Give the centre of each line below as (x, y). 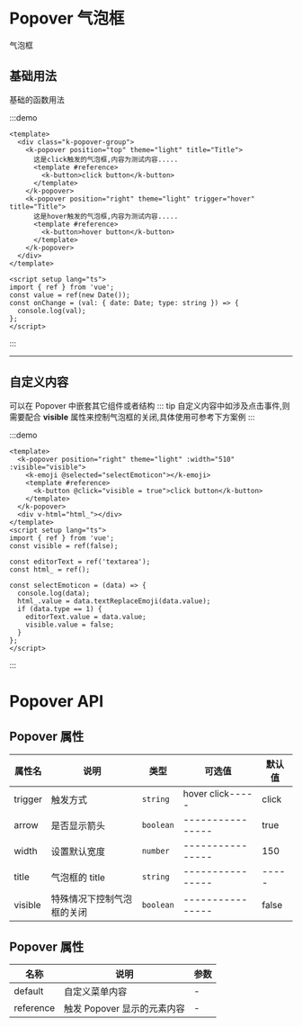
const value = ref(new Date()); (70, 295)
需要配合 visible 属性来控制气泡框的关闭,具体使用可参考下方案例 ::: (132, 417)
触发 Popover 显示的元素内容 (124, 1009)
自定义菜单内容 (95, 992)
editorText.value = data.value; (86, 617)
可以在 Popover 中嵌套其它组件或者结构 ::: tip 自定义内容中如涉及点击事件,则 (150, 405)
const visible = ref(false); (64, 545)
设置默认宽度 (78, 851)
